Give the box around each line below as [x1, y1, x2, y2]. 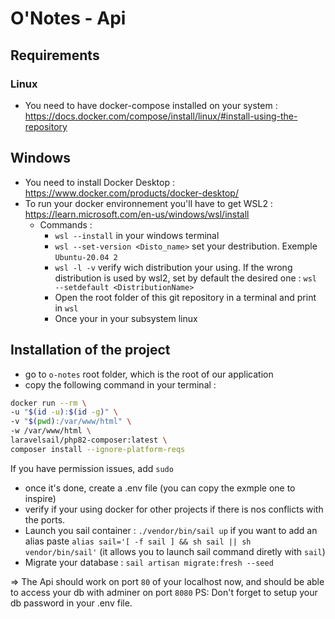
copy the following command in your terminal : [24, 378, 217, 391]
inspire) [24, 492, 57, 504]
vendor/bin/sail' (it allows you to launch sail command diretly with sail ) [24, 545, 326, 557]
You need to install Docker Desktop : [24, 176, 175, 188]
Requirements [10, 47, 100, 64]
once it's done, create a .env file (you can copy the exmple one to [24, 482, 296, 494]
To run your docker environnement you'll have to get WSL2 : [24, 197, 273, 209]
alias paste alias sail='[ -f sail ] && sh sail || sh [24, 535, 252, 547]
